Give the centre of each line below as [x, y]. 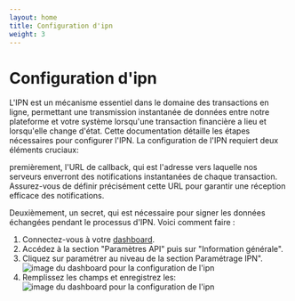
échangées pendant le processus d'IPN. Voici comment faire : [122, 223]
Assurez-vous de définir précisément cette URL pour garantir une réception [147, 186]
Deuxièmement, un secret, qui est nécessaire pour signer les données [137, 213]
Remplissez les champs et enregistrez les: [99, 278]
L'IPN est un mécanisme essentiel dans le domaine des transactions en [139, 102]
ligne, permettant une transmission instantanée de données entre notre [140, 112]
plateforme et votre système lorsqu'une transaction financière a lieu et [138, 122]
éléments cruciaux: [44, 150]
